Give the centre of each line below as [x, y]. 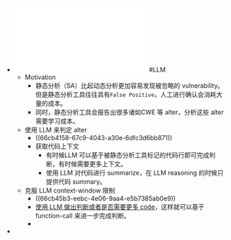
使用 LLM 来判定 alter [56, 130]
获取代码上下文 [57, 146]
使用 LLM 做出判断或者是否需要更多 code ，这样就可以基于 [120, 207]
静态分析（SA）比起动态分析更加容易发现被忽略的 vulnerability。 [130, 86]
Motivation [40, 77]
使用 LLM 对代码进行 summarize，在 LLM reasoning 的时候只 [135, 173]
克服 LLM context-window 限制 [70, 190]
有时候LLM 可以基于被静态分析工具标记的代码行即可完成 [128, 155]
